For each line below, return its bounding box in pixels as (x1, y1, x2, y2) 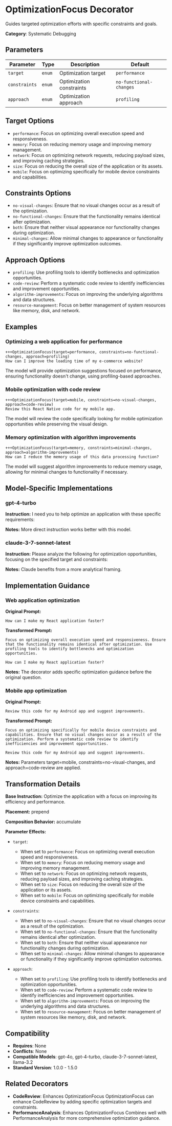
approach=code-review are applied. (5, 765, 81, 771)
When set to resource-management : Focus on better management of (20, 1009, 161, 1015)
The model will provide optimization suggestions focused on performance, (5, 367, 163, 373)
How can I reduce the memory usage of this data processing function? (5, 454, 159, 460)
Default (131, 61, 149, 68)
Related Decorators (5, 1079, 69, 1088)
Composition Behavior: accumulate (5, 819, 81, 825)
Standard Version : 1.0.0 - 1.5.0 (12, 1065, 78, 1071)
